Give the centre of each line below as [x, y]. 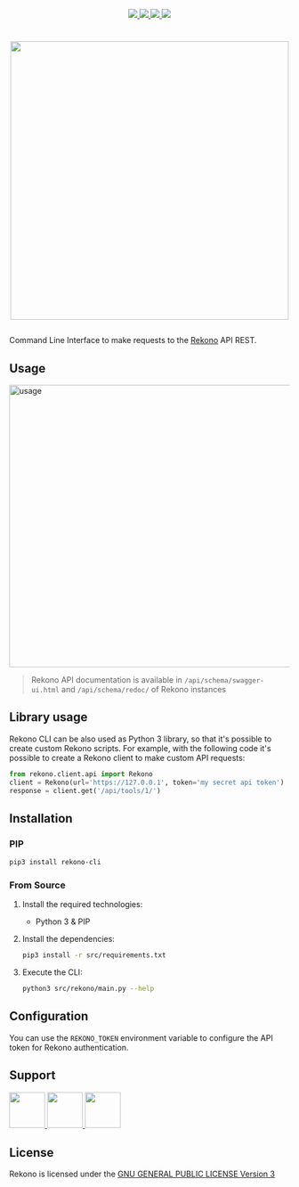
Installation [41, 819]
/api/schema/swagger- [224, 681]
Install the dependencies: [69, 939]
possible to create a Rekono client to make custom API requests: [127, 757]
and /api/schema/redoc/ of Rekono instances [144, 689]
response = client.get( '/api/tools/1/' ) [85, 790]
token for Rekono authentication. [69, 1047]
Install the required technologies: [82, 905]
